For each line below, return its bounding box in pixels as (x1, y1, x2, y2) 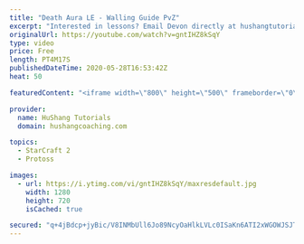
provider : (9, 105, 47, 114)
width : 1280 (25, 187, 71, 197)
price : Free (9, 47, 54, 56)
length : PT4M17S (9, 55, 71, 64)
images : (9, 171, 39, 180)
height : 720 (25, 196, 71, 205)
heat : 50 (9, 72, 43, 81)
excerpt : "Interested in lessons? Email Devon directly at (9, 22, 237, 31)
